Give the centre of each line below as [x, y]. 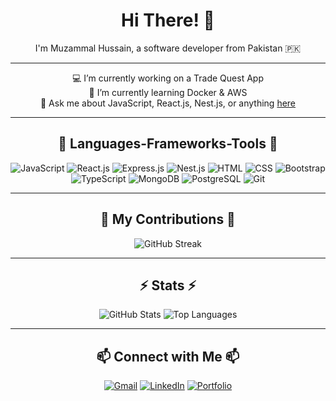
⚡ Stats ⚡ [168, 285]
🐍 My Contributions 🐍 [168, 219]
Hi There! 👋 [168, 20]
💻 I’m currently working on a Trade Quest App [168, 78]
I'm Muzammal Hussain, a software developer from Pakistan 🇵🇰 [168, 48]
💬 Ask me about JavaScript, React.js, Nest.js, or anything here [168, 103]
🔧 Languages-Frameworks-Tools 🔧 [168, 144]
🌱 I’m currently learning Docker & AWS [168, 92]
